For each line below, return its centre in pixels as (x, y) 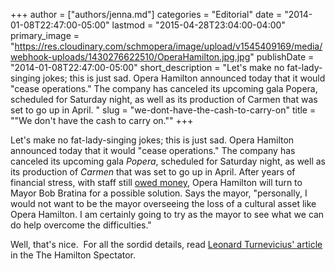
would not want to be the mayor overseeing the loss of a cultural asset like (163, 203)
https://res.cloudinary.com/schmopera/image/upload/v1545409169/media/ (168, 46)
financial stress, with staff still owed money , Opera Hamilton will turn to (156, 182)
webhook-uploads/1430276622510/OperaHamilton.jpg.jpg (130, 57)
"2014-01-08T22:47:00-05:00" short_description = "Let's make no (147, 67)
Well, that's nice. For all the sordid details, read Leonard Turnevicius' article (166, 244)
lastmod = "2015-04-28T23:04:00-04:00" (198, 25)
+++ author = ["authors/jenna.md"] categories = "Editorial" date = (146, 14)
